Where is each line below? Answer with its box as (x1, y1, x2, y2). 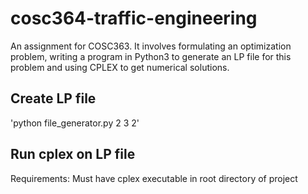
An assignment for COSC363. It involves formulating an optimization (10, 40, 292, 52)
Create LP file (10, 90, 97, 107)
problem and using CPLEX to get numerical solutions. (10, 61, 230, 73)
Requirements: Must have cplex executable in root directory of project (10, 172, 298, 184)
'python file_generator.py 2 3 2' (10, 117, 140, 129)
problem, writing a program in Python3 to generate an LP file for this (10, 50, 292, 62)
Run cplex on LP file (10, 146, 136, 163)
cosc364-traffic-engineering (10, 7, 258, 30)
